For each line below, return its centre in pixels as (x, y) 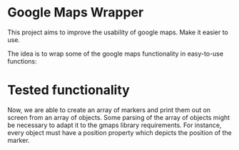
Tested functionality (68, 90)
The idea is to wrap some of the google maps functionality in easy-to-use (115, 54)
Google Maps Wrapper (76, 12)
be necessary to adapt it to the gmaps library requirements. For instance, (115, 125)
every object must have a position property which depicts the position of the (119, 132)
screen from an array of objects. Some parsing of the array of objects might (119, 117)
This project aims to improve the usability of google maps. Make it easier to (118, 32)
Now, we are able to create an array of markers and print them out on (109, 110)
